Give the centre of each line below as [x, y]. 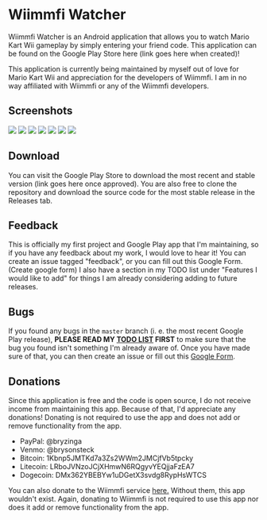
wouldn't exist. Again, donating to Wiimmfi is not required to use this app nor [133, 499]
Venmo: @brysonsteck [57, 450]
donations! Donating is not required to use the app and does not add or [124, 417]
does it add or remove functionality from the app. [89, 507]
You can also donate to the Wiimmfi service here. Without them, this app [127, 490]
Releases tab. [31, 200]
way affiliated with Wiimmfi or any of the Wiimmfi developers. [108, 86]
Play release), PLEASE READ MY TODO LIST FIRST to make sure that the [127, 340]
